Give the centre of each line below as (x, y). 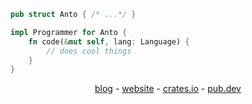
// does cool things (89, 51)
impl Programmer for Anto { (69, 32)
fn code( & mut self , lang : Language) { (109, 41)
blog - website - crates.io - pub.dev (168, 89)
